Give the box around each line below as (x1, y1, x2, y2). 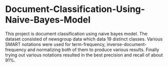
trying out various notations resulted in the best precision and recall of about (5, 51, 163, 58)
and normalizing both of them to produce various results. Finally (27, 46, 159, 52)
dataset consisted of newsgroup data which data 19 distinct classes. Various (5, 36, 163, 42)
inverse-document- (106, 41, 147, 47)
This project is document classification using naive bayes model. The (5, 30, 147, 36)
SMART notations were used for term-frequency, (5, 41, 106, 47)
